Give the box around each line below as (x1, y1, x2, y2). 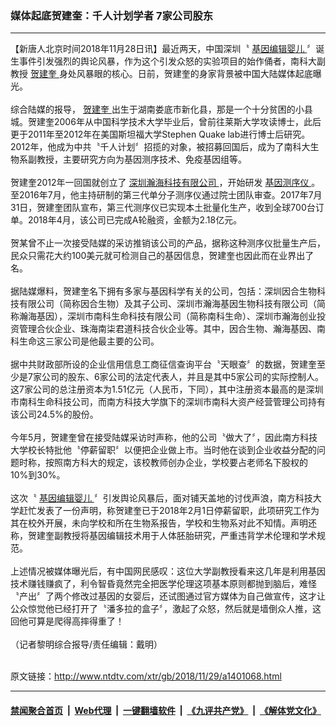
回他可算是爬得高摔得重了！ (10, 615, 125, 627)
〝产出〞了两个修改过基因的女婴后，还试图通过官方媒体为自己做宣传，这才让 (10, 590, 326, 602)
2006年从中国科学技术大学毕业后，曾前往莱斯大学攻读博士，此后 (53, 116, 322, 128)
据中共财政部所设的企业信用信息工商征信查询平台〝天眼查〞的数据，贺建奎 (10, 358, 317, 371)
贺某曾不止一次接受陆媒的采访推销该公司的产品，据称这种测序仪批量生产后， (10, 237, 326, 249)
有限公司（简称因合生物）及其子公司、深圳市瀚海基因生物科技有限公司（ (18, 298, 317, 310)
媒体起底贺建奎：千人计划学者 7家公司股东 (10, 8, 214, 22)
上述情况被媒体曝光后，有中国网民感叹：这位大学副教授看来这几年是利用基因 (10, 565, 326, 577)
